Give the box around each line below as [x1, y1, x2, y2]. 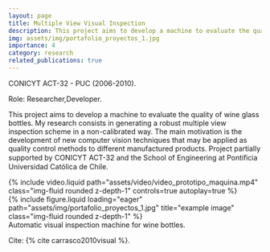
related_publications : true [8, 57, 103, 65]
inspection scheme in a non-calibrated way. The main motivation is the [8, 126, 243, 136]
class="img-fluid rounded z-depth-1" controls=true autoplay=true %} [8, 185, 238, 195]
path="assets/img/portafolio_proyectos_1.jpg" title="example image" [8, 202, 235, 213]
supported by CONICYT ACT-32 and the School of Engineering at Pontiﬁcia [8, 152, 258, 162]
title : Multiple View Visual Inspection [8, 19, 146, 27]
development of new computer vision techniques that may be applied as [8, 135, 247, 144]
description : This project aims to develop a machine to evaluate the [8, 26, 250, 35]
